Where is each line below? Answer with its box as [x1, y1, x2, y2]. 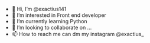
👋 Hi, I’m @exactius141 [11, 6, 67, 12]
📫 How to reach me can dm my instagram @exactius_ [11, 31, 144, 37]
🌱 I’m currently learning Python [11, 18, 87, 24]
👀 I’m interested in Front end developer [11, 12, 106, 19]
